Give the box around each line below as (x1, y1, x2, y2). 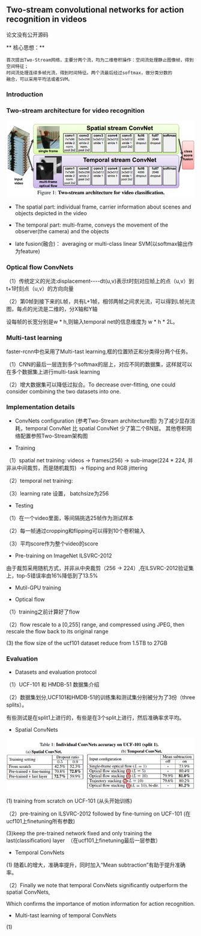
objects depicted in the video (14, 209, 87, 216)
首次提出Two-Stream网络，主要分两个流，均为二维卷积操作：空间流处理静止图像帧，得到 (6, 57, 194, 63)
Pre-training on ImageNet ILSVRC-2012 (14, 552, 112, 559)
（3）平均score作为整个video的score (6, 540, 98, 547)
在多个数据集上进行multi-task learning (6, 368, 100, 375)
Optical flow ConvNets (6, 263, 74, 271)
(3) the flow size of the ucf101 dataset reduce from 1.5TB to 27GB (6, 639, 168, 647)
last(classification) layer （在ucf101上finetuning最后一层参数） (6, 837, 161, 844)
